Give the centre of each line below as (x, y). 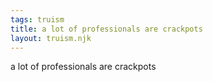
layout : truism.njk (51, 38)
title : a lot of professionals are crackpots (106, 29)
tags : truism (37, 19)
